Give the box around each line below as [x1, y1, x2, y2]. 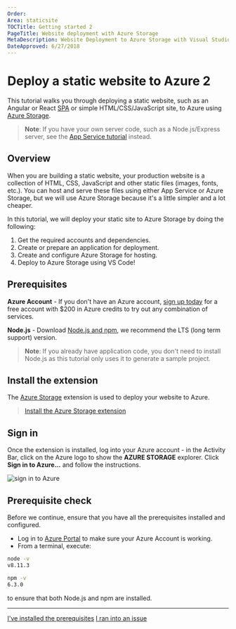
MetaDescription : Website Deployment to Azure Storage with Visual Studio [7, 37, 231, 44]
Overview [7, 152, 51, 165]
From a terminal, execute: [17, 542, 91, 550]
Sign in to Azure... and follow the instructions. [7, 461, 141, 469]
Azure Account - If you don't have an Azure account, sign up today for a [7, 297, 218, 305]
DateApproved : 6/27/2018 [7, 43, 80, 50]
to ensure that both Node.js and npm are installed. [7, 594, 152, 602]
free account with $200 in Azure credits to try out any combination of [7, 305, 209, 313]
